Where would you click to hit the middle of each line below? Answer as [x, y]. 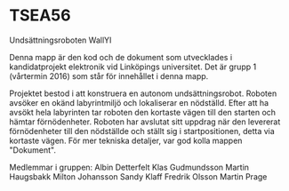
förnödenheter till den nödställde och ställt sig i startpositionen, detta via [142, 131]
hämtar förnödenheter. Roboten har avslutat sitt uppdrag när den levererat [145, 122]
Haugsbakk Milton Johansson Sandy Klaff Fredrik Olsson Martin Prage [138, 176]
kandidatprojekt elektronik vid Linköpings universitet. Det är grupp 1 [133, 67]
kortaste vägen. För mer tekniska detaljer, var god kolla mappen [126, 140]
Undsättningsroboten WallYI [60, 40]
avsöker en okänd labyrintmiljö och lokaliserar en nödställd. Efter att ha [139, 102]
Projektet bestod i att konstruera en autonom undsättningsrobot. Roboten [143, 93]
